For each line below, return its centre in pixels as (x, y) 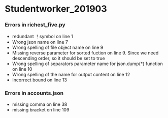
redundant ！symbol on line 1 (42, 37)
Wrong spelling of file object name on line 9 (58, 48)
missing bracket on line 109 (41, 109)
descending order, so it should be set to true (58, 58)
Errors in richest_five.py (35, 25)
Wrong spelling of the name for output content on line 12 (71, 75)
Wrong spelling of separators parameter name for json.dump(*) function (88, 64)
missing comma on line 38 (40, 104)
